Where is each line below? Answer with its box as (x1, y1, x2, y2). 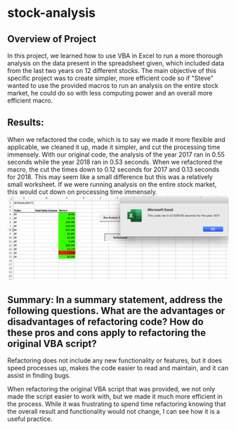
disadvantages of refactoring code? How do (7, 315, 204, 327)
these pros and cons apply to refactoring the (7, 327, 206, 339)
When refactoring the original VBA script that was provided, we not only (7, 385, 216, 393)
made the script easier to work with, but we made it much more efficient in (7, 392, 223, 401)
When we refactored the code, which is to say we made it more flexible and (7, 135, 226, 143)
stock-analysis (7, 5, 96, 21)
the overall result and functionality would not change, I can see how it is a (7, 408, 220, 416)
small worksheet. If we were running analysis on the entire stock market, (7, 180, 217, 188)
